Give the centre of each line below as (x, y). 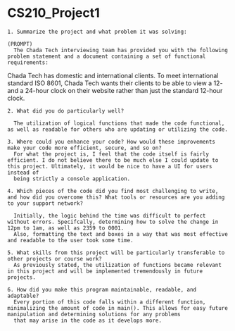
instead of (23, 173)
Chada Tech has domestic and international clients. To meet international (113, 75)
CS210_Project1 (53, 13)
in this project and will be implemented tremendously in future (105, 271)
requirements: (28, 62)
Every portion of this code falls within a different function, (110, 302)
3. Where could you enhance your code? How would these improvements (112, 142)
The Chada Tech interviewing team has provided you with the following (121, 50)
